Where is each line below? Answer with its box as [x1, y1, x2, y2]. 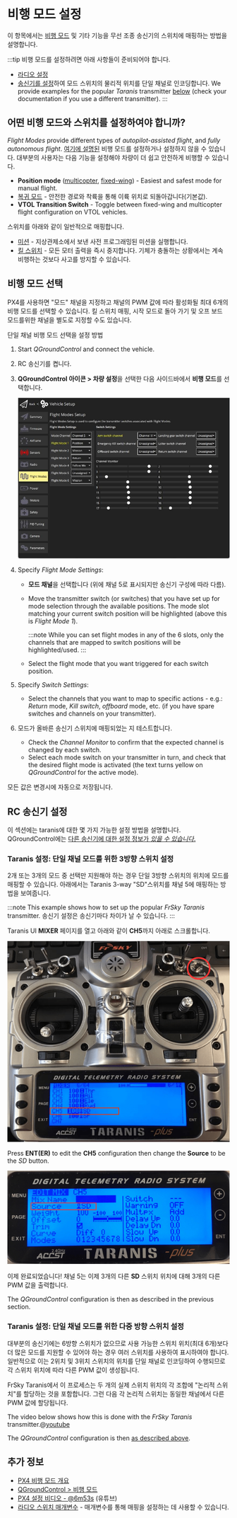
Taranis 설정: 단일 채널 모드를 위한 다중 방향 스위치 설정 [7, 1321, 185, 1331]
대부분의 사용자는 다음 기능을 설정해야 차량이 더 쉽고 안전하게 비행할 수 [16, 153, 210, 161]
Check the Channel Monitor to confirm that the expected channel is [28, 738, 224, 747]
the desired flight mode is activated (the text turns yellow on [28, 761, 203, 769]
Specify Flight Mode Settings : [17, 565, 104, 574]
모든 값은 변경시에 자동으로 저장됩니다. [7, 783, 113, 791]
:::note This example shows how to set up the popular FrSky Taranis [7, 903, 205, 912]
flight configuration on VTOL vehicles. [17, 207, 128, 216]
